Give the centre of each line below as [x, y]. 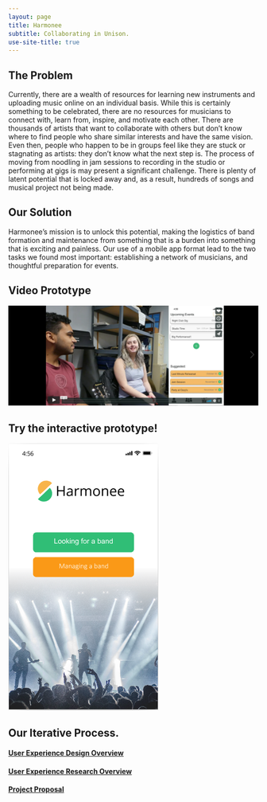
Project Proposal [37, 789]
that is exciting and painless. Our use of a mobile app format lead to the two [132, 248]
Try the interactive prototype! [83, 428]
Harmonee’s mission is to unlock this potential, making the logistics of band [132, 232]
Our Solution [40, 212]
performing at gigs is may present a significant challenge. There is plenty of [132, 170]
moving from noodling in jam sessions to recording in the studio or [117, 162]
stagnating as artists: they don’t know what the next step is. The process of [132, 154]
